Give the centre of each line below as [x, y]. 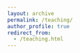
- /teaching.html [39, 39]
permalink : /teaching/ [40, 20]
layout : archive [31, 13]
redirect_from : [29, 33]
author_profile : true [39, 26]
